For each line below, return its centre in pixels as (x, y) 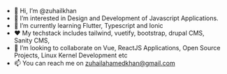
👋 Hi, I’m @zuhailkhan (45, 11)
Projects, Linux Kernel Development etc (71, 55)
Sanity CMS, (32, 40)
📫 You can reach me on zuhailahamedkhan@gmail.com (95, 63)
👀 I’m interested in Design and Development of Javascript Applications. (116, 18)
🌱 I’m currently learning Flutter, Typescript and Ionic (88, 25)
